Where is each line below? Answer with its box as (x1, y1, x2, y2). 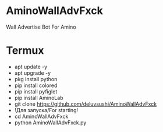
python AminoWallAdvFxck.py (14, 119, 87, 126)
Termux (6, 44, 45, 57)
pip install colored (14, 82, 58, 89)
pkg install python (14, 75, 58, 82)
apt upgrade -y (14, 69, 51, 77)
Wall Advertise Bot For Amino (6, 23, 77, 30)
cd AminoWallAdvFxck (14, 113, 69, 120)
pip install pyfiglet (14, 88, 58, 95)
